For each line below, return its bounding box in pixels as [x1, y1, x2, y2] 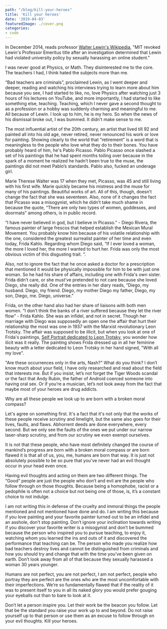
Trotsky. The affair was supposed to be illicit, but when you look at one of [5, 329, 156, 334]
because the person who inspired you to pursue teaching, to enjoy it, [5, 530, 146, 536]
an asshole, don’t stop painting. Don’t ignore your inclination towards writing [5, 519, 162, 525]
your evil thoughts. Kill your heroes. [5, 618, 78, 624]
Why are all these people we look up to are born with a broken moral [5, 396, 145, 402]
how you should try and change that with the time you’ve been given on [5, 551, 152, 557]
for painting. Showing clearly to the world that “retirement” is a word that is [5, 137, 159, 143]
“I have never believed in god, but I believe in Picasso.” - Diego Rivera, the [5, 220, 157, 225]
